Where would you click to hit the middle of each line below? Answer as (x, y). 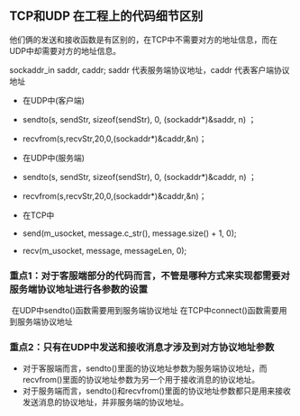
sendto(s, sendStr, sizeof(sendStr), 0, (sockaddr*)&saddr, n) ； (139, 119)
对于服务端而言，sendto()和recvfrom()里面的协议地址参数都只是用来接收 (156, 391)
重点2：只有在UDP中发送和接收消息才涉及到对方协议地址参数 (142, 348)
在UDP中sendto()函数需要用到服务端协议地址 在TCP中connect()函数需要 (145, 311)
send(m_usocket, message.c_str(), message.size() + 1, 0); (129, 233)
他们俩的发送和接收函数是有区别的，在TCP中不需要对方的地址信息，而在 (143, 40)
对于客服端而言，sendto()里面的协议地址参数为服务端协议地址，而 (145, 368)
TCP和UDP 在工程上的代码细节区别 (106, 16)
